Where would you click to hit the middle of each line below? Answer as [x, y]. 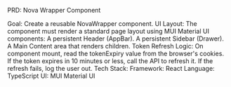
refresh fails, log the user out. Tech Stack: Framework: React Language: [111, 68]
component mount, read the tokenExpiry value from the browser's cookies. [116, 53]
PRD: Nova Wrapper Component [54, 10]
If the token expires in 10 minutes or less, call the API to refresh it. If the [110, 61]
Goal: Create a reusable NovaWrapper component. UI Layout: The [103, 24]
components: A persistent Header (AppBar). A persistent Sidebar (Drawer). [116, 39]
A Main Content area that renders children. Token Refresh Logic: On [105, 46]
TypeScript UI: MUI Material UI [51, 76]
